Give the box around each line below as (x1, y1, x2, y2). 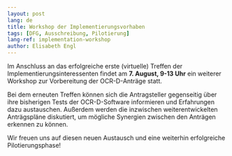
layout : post (7, 10, 45, 17)
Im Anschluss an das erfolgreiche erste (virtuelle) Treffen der (7, 62, 183, 70)
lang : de (7, 17, 33, 24)
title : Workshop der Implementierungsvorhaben (7, 23, 145, 30)
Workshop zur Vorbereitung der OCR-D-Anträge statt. (7, 77, 163, 85)
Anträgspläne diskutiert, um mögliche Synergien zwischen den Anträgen (7, 113, 217, 121)
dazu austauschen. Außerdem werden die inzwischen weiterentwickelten (7, 106, 218, 113)
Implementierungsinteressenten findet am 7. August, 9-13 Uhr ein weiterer (7, 69, 222, 78)
